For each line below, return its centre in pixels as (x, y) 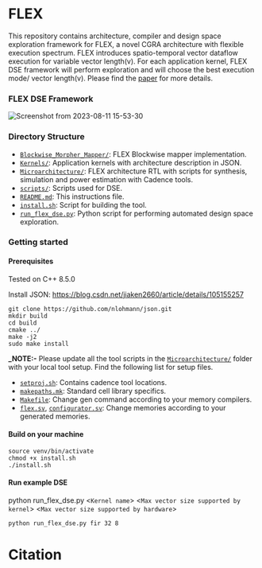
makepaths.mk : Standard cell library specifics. (93, 391)
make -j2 (23, 337)
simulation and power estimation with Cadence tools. (106, 179)
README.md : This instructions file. (72, 196)
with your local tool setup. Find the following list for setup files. (111, 367)
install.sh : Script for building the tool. (83, 204)
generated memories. (55, 416)
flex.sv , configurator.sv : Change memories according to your (123, 407)
